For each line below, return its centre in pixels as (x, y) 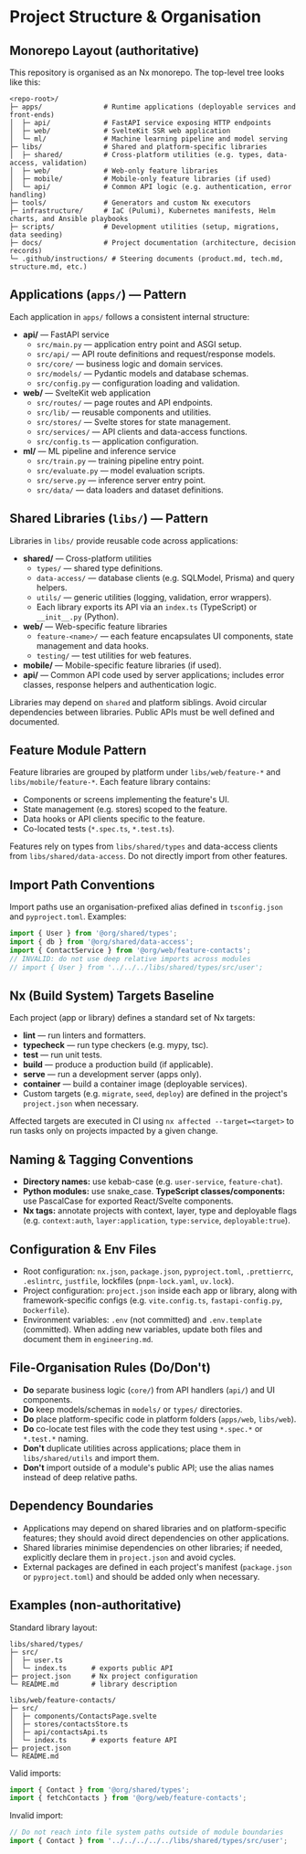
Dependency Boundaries (81, 1506)
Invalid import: (37, 1816)
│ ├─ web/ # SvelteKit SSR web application (120, 131)
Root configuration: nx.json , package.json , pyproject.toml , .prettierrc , (158, 1271)
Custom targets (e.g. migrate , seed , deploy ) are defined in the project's (155, 1094)
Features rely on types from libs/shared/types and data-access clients (144, 846)
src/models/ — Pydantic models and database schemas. (142, 373)
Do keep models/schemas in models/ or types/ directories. (132, 1409)
